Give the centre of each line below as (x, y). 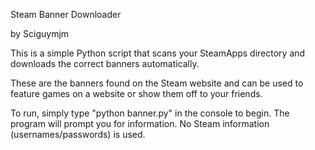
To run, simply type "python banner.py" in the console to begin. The (150, 113)
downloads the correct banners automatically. (105, 63)
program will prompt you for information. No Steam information (140, 123)
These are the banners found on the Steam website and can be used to (157, 83)
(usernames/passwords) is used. (78, 134)
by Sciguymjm (40, 33)
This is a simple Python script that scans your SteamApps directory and (158, 53)
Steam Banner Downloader (66, 14)
